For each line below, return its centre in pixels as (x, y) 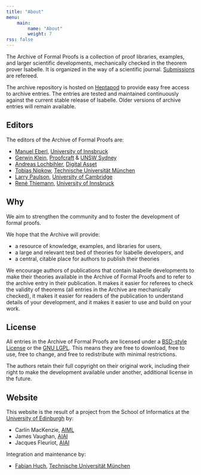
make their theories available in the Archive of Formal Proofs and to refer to (99, 277)
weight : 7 (40, 34)
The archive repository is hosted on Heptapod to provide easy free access (98, 87)
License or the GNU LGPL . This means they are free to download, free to (95, 348)
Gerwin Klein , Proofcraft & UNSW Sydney (66, 158)
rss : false (20, 40)
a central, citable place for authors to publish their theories (87, 259)
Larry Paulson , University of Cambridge (63, 177)
